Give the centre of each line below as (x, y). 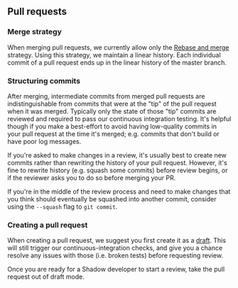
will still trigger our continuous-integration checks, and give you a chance (115, 248)
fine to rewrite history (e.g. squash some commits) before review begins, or (118, 170)
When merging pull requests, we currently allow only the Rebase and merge (118, 47)
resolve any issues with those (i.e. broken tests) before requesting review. (115, 255)
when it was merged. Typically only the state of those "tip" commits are (112, 111)
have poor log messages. (44, 141)
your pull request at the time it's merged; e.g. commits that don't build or (114, 133)
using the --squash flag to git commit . (63, 206)
